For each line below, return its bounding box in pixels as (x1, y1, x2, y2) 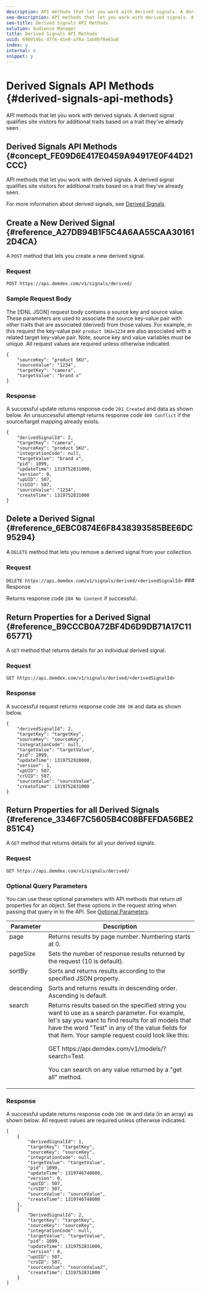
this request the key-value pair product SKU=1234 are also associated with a (6, 327, 191, 334)
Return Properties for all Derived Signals (6, 805, 160, 815)
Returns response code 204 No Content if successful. (6, 595, 138, 602)
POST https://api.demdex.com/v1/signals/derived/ (6, 281, 133, 287)
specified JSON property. (48, 975, 120, 982)
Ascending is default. (48, 991, 108, 1000)
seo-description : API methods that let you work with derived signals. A (6, 14, 194, 20)
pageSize (9, 949, 36, 958)
